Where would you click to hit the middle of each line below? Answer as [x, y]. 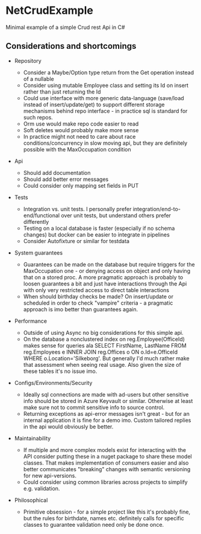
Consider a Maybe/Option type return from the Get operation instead [108, 72]
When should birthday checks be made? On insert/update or [98, 296]
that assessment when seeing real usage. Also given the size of [102, 364]
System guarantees [39, 253]
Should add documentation [57, 173]
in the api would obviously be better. [68, 427]
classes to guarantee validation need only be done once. [94, 524]
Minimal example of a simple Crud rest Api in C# [65, 27]
